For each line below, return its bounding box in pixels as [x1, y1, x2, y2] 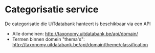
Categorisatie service [5, 4, 99, 15]
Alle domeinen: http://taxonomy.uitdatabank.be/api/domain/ [12, 30, 139, 37]
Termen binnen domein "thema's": [12, 36, 85, 42]
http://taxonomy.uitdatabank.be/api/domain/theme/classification [12, 41, 148, 47]
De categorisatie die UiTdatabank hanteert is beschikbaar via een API [5, 21, 151, 27]
